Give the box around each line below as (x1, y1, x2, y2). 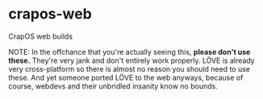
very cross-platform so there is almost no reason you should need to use (8, 64, 250, 73)
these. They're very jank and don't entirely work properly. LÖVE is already (8, 56, 256, 65)
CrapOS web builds (8, 31, 73, 41)
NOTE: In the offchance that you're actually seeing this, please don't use (8, 47, 251, 56)
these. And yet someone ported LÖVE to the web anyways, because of (8, 72, 244, 82)
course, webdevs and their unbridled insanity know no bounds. (8, 81, 218, 91)
